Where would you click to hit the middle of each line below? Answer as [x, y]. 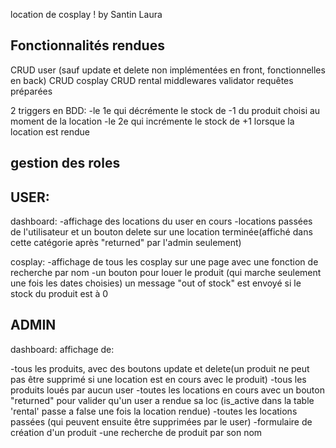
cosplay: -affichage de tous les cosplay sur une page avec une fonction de [164, 262]
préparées [31, 91]
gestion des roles [65, 163]
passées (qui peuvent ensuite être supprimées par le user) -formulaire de [161, 421]
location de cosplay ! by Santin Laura [86, 14]
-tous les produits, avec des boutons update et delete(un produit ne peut [160, 368]
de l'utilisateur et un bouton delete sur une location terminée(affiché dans [161, 232]
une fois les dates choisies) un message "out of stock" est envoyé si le [156, 283]
